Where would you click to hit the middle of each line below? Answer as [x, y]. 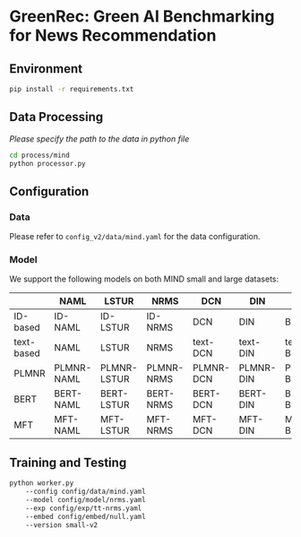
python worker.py [42, 483]
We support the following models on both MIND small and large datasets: [144, 279]
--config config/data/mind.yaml [86, 492]
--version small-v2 [62, 525]
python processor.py [48, 163]
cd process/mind [39, 155]
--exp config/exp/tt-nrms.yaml [84, 508]
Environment [46, 69]
